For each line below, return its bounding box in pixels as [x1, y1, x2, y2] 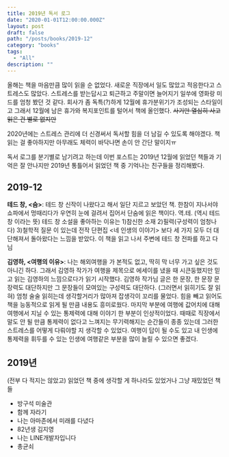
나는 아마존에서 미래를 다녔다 [16, 417, 94, 425]
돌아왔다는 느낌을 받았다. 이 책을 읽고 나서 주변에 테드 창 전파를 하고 [30, 234, 211, 243]
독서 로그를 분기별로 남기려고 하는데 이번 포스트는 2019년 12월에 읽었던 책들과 [7, 152, 215, 161]
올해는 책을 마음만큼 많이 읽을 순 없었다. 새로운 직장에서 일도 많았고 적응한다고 [7, 80, 215, 89]
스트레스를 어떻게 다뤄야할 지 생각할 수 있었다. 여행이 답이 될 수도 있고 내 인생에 [7, 326, 219, 334]
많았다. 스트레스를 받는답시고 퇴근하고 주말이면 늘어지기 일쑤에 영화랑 [30, 89, 215, 97]
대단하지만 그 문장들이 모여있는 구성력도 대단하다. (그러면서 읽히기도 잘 [25, 284, 214, 292]
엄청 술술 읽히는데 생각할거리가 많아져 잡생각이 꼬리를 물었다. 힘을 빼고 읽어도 [16, 292, 223, 300]
